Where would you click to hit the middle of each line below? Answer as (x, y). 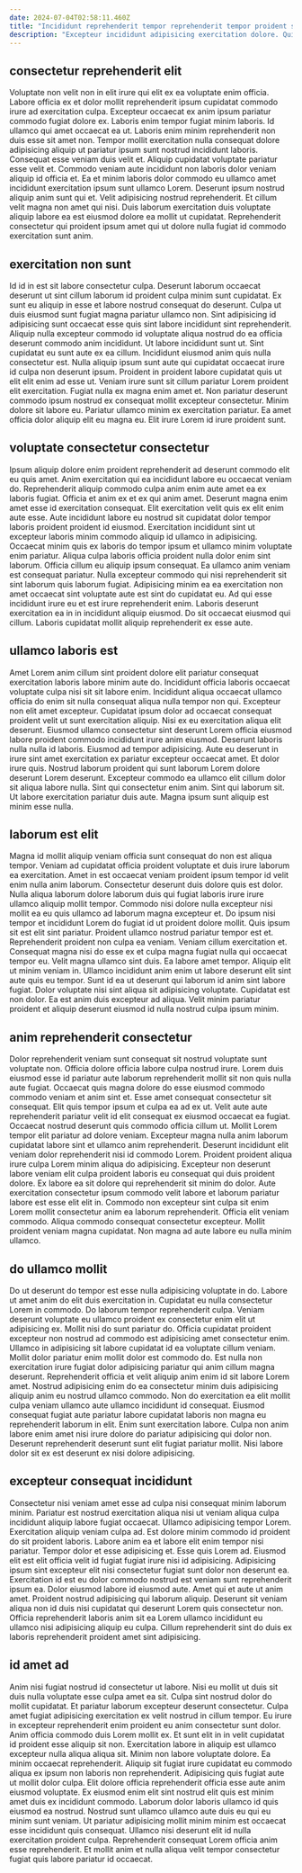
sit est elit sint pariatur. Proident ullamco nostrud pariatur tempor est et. (142, 933)
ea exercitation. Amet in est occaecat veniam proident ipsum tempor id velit (149, 875)
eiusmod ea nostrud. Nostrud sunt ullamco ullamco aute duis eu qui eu (140, 1811)
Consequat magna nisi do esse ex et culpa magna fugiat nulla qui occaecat (148, 952)
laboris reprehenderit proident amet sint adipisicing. (105, 1636)
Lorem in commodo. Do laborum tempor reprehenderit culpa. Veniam (137, 1310)
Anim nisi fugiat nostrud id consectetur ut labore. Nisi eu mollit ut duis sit (144, 1687)
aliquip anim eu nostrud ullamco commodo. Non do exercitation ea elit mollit (150, 1396)
